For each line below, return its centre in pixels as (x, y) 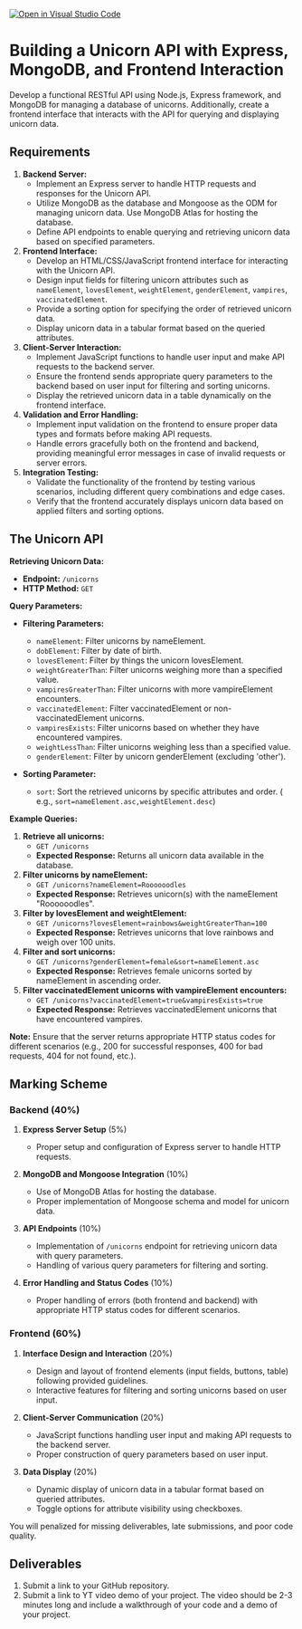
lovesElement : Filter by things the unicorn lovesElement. (140, 660)
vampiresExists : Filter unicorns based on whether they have (147, 727)
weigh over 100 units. (75, 942)
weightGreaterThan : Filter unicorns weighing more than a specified (159, 669)
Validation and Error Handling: (80, 414)
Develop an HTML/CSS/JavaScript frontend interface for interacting (162, 260)
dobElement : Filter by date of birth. (99, 650)
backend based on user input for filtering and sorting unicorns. (153, 386)
